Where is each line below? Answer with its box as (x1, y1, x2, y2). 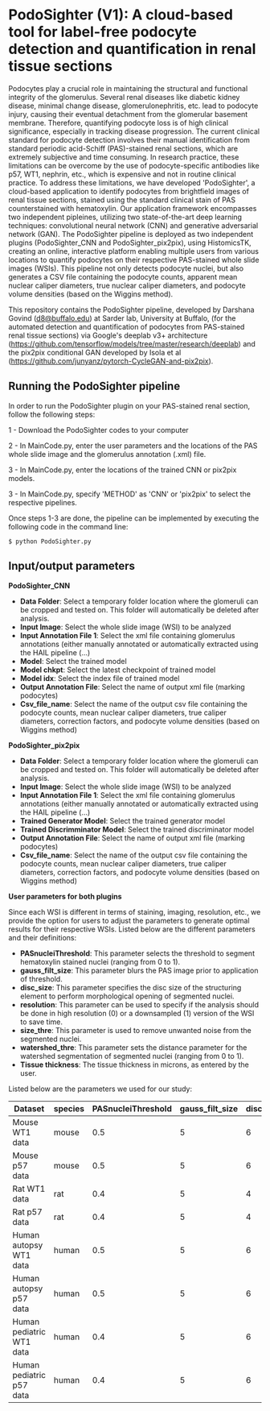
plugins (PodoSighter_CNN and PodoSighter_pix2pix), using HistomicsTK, (8, 238, 252, 247)
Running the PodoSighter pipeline (8, 380, 181, 393)
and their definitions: (8, 932, 77, 942)
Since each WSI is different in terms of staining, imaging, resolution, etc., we (8, 907, 261, 916)
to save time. (19, 1017, 63, 1027)
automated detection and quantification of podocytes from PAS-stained (8, 322, 245, 331)
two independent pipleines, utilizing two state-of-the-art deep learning (8, 212, 243, 222)
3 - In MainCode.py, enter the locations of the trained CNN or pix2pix (8, 465, 237, 475)
